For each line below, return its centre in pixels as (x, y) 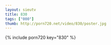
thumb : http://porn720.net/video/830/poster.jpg (56, 23)
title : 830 (16, 14)
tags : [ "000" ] (20, 19)
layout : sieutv (21, 10)
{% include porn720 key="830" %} (41, 38)
